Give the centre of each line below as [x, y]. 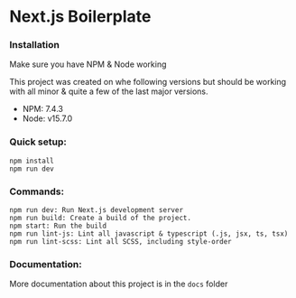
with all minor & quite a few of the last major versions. [109, 91]
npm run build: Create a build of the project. [101, 219]
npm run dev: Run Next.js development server [96, 210]
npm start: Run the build [58, 226]
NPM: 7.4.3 [42, 109]
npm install [32, 161]
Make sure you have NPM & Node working [88, 64]
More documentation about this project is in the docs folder [119, 284]
